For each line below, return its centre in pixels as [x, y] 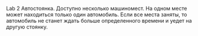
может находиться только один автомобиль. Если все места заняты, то [97, 15]
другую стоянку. [27, 27]
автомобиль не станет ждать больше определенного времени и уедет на [99, 21]
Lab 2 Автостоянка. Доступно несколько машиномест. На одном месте [97, 8]
